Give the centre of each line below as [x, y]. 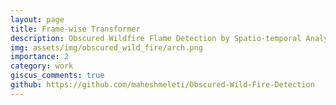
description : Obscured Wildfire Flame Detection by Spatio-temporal [156, 38]
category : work [42, 66]
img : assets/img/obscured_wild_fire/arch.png [106, 47]
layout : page [37, 19]
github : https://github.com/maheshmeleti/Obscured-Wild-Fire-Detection [162, 85]
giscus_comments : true [57, 76]
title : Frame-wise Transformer [75, 29]
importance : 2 [40, 57]
